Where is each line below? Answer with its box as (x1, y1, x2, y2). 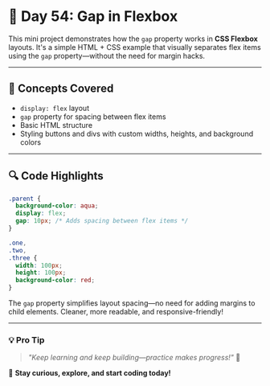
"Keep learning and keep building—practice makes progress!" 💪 (27, 353, 241, 363)
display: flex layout (19, 103, 90, 113)
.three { (8, 253, 38, 262)
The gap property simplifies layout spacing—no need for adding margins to (8, 298, 256, 308)
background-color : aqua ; (15, 202, 99, 210)
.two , (8, 246, 27, 254)
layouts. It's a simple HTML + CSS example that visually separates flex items (8, 42, 261, 51)
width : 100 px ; (15, 261, 63, 269)
